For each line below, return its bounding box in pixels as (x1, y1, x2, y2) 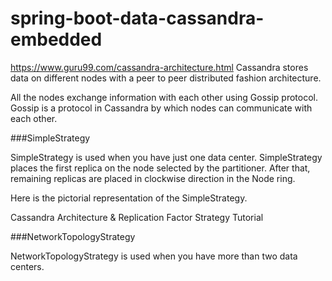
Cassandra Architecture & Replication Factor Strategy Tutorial (10, 211, 264, 223)
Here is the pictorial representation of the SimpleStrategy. (10, 192, 248, 204)
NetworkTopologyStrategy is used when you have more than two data (10, 250, 298, 262)
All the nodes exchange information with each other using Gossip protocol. (10, 91, 319, 103)
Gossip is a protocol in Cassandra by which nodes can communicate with (10, 102, 313, 114)
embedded (10, 28, 103, 51)
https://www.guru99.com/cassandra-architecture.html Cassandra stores (10, 61, 309, 73)
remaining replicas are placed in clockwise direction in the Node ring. (10, 172, 296, 184)
